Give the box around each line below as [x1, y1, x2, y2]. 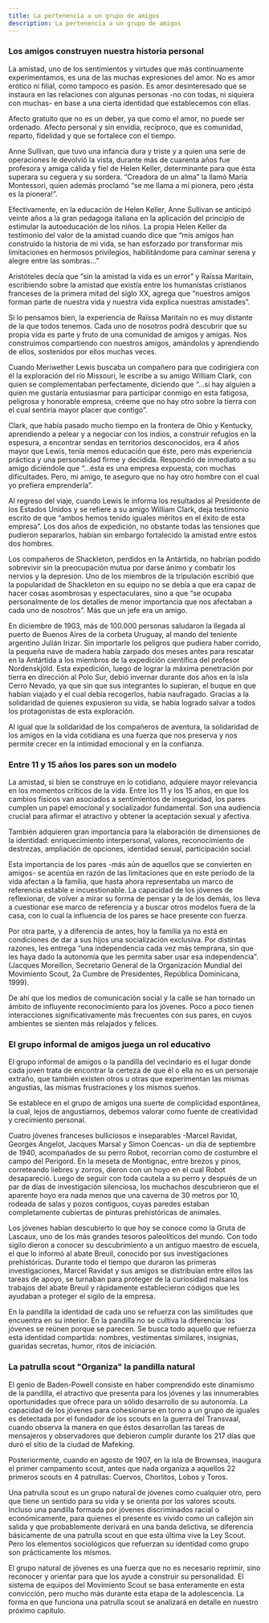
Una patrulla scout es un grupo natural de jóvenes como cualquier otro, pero [8, 1487, 262, 1497]
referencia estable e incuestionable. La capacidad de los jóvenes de [8, 885, 234, 895]
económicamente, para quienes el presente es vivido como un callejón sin [8, 1513, 254, 1523]
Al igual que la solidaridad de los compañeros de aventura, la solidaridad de [8, 722, 259, 731]
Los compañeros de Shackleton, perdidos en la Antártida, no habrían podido [8, 554, 261, 563]
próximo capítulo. [8, 1605, 66, 1615]
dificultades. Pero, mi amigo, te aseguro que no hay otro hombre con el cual [8, 472, 259, 481]
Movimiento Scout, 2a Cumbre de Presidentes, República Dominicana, [8, 969, 241, 979]
